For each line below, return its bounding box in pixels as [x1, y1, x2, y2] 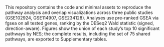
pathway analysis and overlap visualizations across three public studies [5, 9, 153, 15]
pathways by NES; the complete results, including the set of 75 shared [5, 31, 150, 36]
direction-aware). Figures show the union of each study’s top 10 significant [5, 25, 160, 31]
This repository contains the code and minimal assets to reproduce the [5, 4, 151, 10]
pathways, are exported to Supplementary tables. [5, 36, 108, 42]
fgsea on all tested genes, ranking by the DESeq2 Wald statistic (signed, [5, 20, 154, 26]
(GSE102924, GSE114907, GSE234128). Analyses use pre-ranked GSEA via [5, 15, 159, 20]
